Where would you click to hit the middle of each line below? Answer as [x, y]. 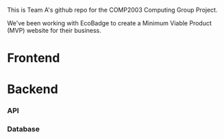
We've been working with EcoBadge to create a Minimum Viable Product [110, 23]
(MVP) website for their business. [54, 30]
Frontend [34, 58]
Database [23, 129]
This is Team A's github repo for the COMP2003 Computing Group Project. [112, 10]
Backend [33, 89]
